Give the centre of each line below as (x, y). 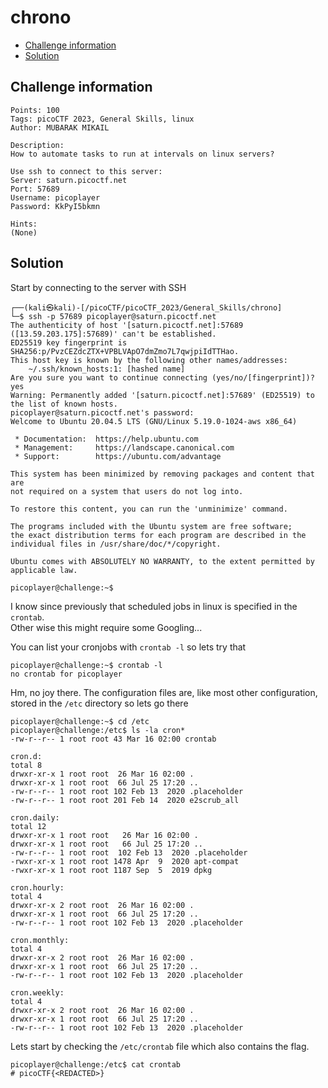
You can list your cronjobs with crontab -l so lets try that (128, 647)
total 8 (26, 765)
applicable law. (44, 570)
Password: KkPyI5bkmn (55, 206)
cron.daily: (35, 817)
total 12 (28, 826)
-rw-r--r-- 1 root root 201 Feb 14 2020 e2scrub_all (125, 800)
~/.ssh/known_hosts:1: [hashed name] (107, 369)
